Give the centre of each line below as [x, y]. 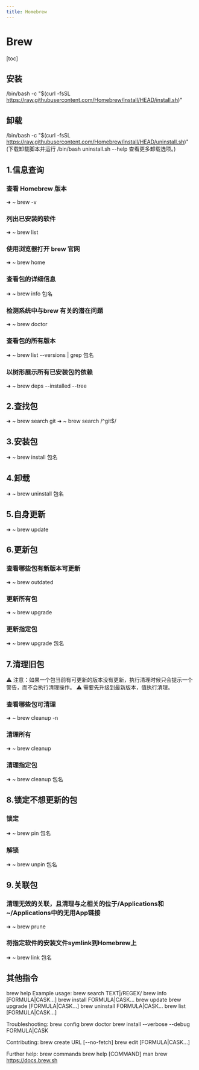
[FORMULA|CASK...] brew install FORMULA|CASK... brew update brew [94, 999]
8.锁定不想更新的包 [42, 800]
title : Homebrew [27, 12]
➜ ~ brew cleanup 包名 [35, 779]
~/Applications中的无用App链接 [53, 913]
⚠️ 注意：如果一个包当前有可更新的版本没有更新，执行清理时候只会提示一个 [99, 680]
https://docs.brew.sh [32, 1060]
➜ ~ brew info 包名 [30, 294]
